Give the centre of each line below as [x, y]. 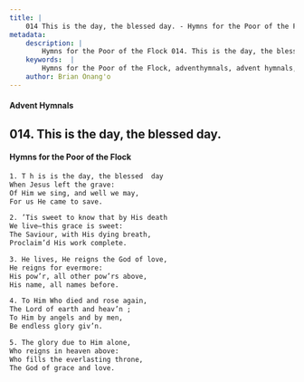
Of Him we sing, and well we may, [75, 193]
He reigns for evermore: [56, 268]
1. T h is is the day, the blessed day [87, 176]
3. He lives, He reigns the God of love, [89, 259]
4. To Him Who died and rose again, [78, 301]
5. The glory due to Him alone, [70, 342]
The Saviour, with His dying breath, [81, 235]
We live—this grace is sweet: [66, 226]
